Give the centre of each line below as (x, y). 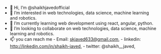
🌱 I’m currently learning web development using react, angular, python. (81, 23)
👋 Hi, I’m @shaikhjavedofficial (40, 8)
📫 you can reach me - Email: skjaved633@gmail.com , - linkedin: (75, 39)
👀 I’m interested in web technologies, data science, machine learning (79, 13)
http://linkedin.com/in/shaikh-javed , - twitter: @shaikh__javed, (73, 46)
